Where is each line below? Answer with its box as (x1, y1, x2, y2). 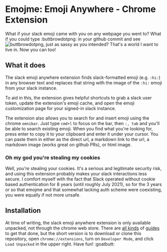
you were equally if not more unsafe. (5, 192, 81, 198)
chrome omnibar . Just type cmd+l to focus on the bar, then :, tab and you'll (5, 120, 160, 126)
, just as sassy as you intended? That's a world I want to (43, 41, 158, 47)
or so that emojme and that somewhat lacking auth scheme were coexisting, (5, 186, 162, 193)
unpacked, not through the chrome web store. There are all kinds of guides (5, 225, 160, 231)
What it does (5, 61, 46, 69)
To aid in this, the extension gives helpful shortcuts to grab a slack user (5, 94, 152, 100)
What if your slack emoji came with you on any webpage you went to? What (5, 30, 161, 36)
